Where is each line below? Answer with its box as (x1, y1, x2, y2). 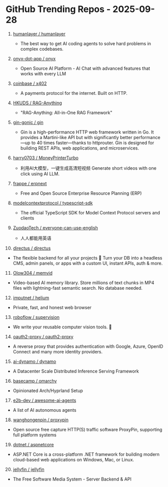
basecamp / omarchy (12, 378, 57, 384)
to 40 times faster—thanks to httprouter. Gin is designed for (31, 140, 154, 146)
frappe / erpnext (12, 180, 47, 186)
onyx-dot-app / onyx (12, 55, 56, 61)
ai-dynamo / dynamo (12, 358, 56, 364)
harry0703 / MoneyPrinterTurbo (12, 155, 79, 161)
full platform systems (12, 432, 56, 438)
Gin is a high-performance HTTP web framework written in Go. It (20, 129, 154, 135)
